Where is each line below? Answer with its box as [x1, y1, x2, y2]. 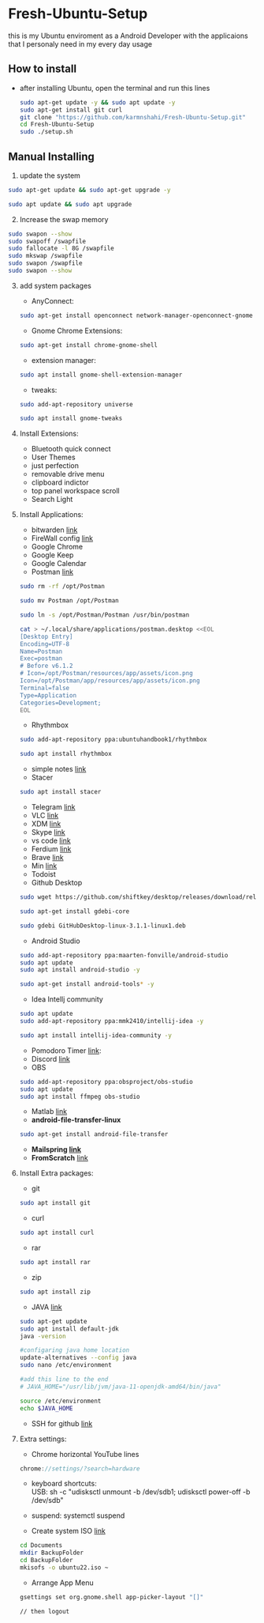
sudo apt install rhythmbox [19, 750, 112, 758]
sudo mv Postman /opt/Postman [19, 597, 120, 605]
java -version [19, 1332, 66, 1340]
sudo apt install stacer [19, 788, 102, 796]
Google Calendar [31, 559, 87, 568]
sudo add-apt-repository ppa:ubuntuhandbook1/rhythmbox [19, 736, 207, 744]
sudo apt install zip [19, 1288, 91, 1296]
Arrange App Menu [31, 1578, 94, 1587]
